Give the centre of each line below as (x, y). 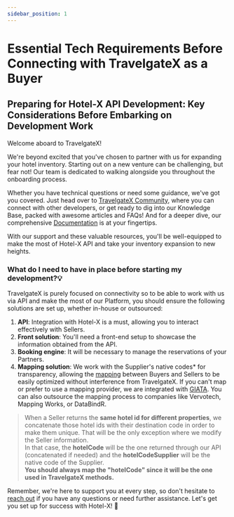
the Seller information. (56, 440)
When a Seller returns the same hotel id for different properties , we (123, 417)
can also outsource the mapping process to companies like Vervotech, (119, 396)
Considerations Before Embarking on (90, 116)
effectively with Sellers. (51, 329)
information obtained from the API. (67, 344)
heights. (19, 251)
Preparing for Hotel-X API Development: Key (106, 104)
